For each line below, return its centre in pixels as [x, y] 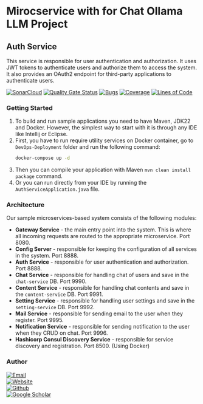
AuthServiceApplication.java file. [57, 189]
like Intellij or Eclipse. [41, 134]
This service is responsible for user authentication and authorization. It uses [101, 61]
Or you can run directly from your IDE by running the [81, 183]
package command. [39, 176]
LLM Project [37, 24]
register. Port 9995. [39, 320]
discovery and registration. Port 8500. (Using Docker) [82, 346]
